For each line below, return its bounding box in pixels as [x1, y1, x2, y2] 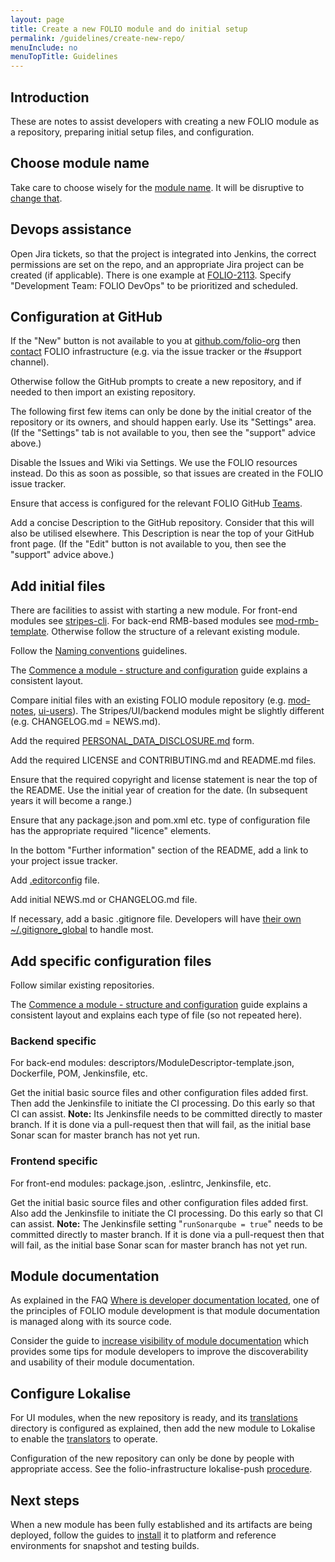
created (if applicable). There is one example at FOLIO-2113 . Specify [10, 269, 292, 281]
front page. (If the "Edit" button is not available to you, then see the [10, 538, 287, 550]
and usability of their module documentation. [10, 1356, 195, 1368]
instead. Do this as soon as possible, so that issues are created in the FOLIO [10, 467, 324, 480]
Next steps [10, 1492, 80, 1509]
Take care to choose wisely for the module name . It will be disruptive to [10, 181, 305, 193]
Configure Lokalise [10, 1385, 132, 1402]
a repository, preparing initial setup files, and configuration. [10, 126, 255, 138]
